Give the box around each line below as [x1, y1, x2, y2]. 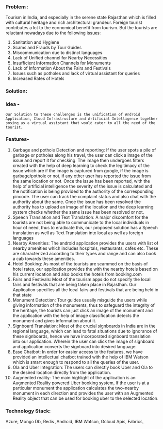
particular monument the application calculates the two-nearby [12, 385, 139, 391]
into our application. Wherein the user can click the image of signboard [12, 338, 155, 344]
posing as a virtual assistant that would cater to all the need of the [5, 120, 156, 125]
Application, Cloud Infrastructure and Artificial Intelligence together [5, 116, 158, 121]
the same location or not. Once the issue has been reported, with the [12, 178, 150, 184]
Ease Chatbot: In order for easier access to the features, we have [12, 349, 143, 354]
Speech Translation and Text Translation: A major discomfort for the [12, 214, 148, 220]
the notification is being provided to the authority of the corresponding [12, 188, 154, 194]
